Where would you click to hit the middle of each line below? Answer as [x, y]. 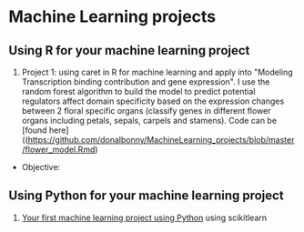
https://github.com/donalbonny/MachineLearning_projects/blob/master [161, 140]
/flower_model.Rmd [58, 149]
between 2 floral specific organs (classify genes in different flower [146, 111]
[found [34, 130]
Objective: [41, 167]
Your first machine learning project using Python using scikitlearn [144, 217]
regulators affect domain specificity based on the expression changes [153, 101]
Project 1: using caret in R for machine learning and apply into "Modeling [157, 72]
